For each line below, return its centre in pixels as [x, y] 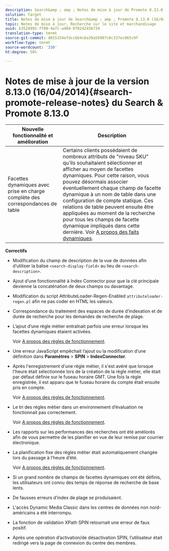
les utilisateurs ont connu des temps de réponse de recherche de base [86, 483]
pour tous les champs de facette [101, 219]
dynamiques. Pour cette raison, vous [106, 176]
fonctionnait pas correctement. [45, 413]
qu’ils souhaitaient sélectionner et [102, 163]
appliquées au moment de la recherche [109, 213]
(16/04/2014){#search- [83, 92]
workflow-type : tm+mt [28, 43]
